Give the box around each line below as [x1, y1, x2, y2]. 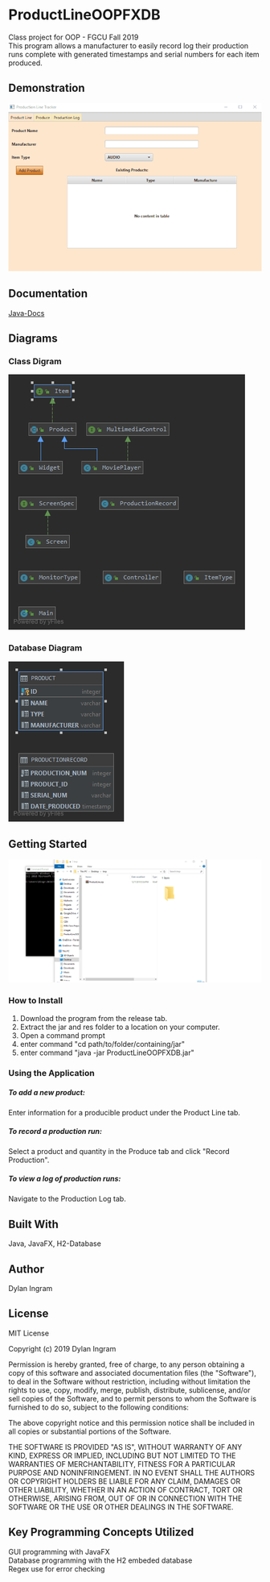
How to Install [8, 995, 63, 1007]
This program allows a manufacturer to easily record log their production [8, 40, 249, 50]
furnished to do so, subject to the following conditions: [8, 1402, 189, 1412]
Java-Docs [8, 308, 45, 318]
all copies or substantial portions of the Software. [8, 1426, 171, 1436]
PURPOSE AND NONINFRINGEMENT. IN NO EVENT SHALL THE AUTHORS [8, 1468, 256, 1477]
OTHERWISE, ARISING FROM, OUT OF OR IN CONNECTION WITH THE [8, 1493, 243, 1503]
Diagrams [8, 332, 58, 346]
